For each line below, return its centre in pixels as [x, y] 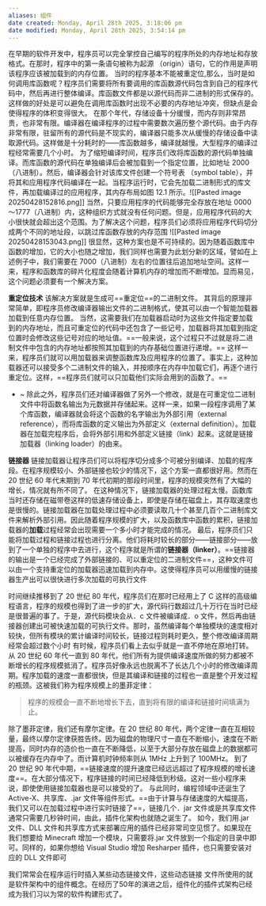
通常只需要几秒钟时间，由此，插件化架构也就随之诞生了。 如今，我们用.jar [129, 818]
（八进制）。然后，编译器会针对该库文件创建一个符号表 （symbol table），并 [131, 173]
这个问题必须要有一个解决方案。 [60, 281]
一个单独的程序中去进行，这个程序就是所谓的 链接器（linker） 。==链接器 [138, 550]
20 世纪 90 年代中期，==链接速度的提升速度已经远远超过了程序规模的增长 [129, 768]
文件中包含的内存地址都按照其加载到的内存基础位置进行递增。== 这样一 [131, 348]
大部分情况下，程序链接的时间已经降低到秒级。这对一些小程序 [139, 778]
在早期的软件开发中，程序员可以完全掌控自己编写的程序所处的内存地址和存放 [133, 54]
